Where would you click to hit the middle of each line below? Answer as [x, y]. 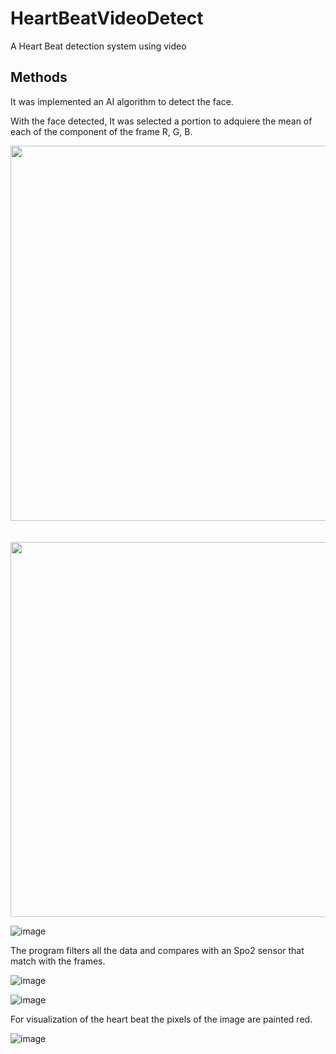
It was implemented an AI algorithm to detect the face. [122, 101]
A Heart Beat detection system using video [98, 46]
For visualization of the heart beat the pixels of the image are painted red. [161, 1019]
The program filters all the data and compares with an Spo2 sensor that [157, 950]
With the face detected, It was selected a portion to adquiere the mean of [161, 121]
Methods [39, 77]
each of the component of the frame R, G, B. [101, 131]
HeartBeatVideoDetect [107, 18]
